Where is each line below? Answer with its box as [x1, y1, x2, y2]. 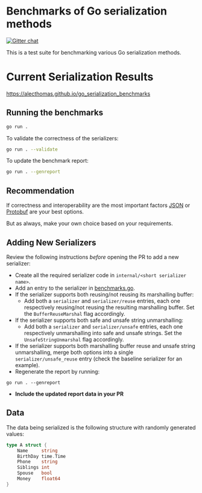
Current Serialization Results [6, 70, 154, 84]
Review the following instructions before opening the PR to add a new [6, 253, 179, 261]
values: [6, 430, 24, 437]
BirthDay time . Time [17, 453, 66, 459]
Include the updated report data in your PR [14, 390, 124, 397]
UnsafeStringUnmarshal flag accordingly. [24, 336, 124, 343]
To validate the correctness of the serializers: [6, 134, 119, 142]
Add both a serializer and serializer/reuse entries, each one [24, 297, 181, 304]
